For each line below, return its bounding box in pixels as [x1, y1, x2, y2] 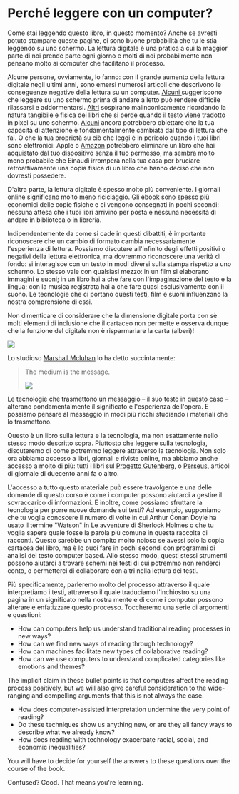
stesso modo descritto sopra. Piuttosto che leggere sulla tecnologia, [7, 439, 208, 447]
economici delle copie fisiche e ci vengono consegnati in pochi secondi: [7, 200, 220, 208]
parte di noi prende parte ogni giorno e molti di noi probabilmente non [7, 51, 213, 60]
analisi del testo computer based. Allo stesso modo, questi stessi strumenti [7, 551, 228, 559]
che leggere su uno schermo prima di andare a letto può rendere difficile [7, 95, 221, 104]
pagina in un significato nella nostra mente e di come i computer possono [7, 595, 223, 604]
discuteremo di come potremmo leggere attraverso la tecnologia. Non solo [7, 446, 226, 454]
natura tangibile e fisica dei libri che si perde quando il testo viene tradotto [7, 111, 226, 119]
